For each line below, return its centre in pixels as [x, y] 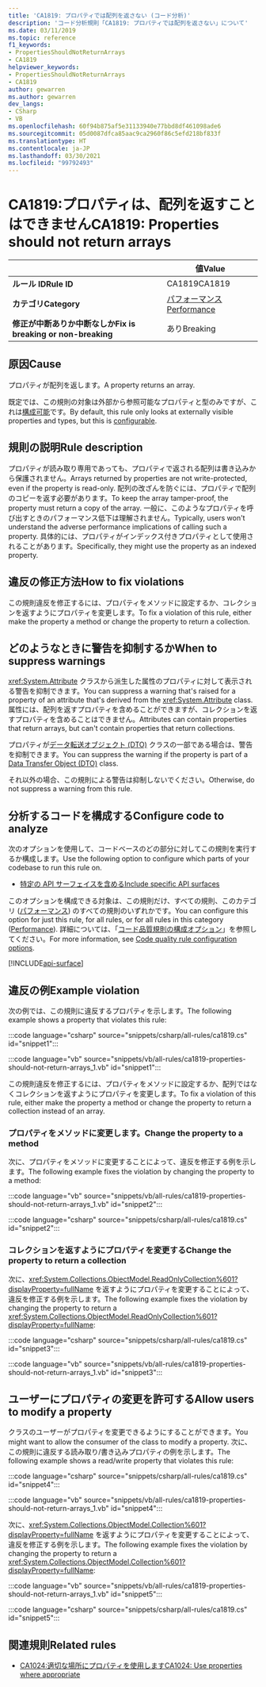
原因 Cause [35, 365]
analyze [28, 829]
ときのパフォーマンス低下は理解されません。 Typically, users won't [137, 517]
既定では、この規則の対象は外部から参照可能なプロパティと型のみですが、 [129, 402]
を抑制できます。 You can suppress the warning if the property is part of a [128, 755]
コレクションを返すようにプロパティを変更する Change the [120, 1251]
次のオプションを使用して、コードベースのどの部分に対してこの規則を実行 [129, 849]
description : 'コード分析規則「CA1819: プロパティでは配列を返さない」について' [128, 23]
